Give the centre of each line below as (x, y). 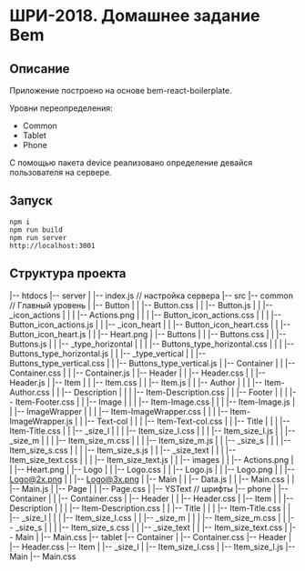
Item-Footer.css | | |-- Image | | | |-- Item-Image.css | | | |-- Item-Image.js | (155, 402)
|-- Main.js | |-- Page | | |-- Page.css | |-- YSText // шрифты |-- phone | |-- (149, 488)
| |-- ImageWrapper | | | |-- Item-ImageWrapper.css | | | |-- (119, 411)
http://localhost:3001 (52, 245)
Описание (40, 69)
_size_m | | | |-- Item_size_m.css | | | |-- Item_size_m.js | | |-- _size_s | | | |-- (150, 440)
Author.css (30, 392)
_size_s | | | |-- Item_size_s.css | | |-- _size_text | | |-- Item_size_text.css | (151, 527)
